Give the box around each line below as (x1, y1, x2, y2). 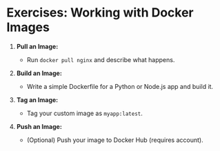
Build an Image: (16, 69, 63, 77)
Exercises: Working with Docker (6, 5, 194, 21)
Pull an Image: (16, 42, 59, 50)
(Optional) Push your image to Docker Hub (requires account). (26, 136, 204, 144)
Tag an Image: (16, 95, 59, 104)
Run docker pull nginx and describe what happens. (26, 55, 175, 63)
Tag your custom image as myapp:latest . (26, 109, 143, 117)
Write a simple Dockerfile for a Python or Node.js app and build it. (26, 82, 214, 90)
